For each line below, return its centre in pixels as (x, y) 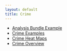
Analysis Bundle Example (37, 28)
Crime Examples (28, 33)
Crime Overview (28, 43)
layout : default (21, 9)
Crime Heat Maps (29, 38)
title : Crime (18, 14)
